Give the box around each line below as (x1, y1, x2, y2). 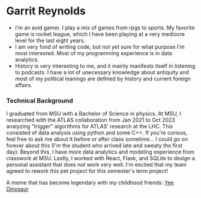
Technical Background (6, 96, 73, 104)
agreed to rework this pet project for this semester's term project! (6, 167, 168, 175)
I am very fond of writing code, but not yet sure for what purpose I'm (14, 43, 185, 50)
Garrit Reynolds (6, 4, 86, 18)
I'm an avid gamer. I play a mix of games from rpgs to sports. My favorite (14, 24, 195, 31)
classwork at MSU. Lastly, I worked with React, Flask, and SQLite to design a (6, 155, 195, 162)
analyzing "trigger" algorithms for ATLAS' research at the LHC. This (6, 123, 173, 130)
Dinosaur (6, 185, 29, 193)
